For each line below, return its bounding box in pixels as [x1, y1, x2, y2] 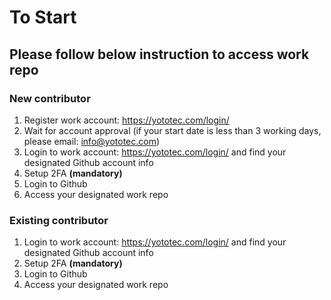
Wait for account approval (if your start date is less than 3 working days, [23, 124, 322, 136]
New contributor [9, 91, 91, 105]
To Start [9, 6, 77, 29]
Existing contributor [9, 213, 109, 227]
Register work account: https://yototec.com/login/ [23, 114, 230, 126]
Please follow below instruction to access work [9, 46, 310, 63]
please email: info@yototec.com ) [23, 135, 161, 147]
